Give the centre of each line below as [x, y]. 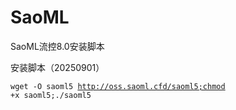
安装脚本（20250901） [57, 67]
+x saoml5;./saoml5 [51, 95]
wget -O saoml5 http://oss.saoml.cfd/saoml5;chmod [118, 86]
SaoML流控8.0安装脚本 [57, 46]
